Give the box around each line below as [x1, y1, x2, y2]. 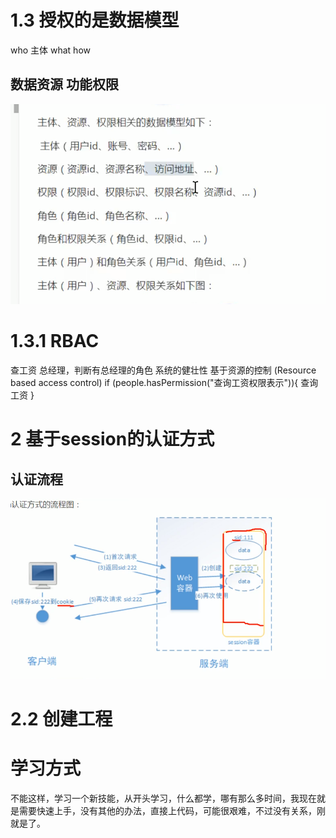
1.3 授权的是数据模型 [10, 9, 180, 32]
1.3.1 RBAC [10, 330, 100, 353]
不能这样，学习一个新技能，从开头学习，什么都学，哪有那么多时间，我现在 [10, 792, 317, 805]
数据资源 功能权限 [10, 76, 119, 93]
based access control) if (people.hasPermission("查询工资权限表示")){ [10, 377, 299, 389]
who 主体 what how [10, 44, 91, 56]
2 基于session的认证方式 [10, 428, 215, 451]
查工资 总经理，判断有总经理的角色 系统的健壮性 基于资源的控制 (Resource [10, 364, 317, 376]
